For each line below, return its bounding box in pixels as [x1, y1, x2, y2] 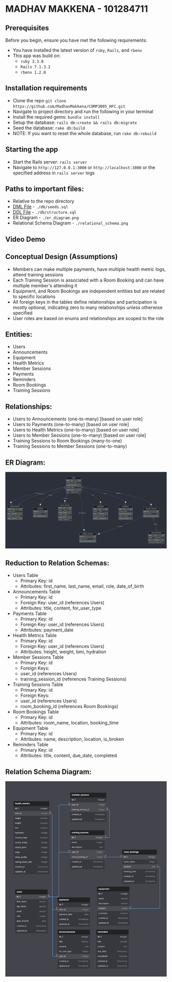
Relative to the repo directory [12, 198, 74, 205]
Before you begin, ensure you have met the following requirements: [5, 37, 147, 43]
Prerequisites [5, 24, 49, 32]
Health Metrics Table [12, 633, 57, 639]
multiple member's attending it [12, 282, 78, 288]
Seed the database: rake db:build [12, 124, 85, 131]
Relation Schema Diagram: [5, 767, 92, 776]
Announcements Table [12, 589, 60, 595]
